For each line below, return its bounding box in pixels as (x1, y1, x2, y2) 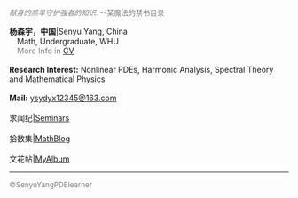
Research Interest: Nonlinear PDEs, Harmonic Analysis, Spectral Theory (9, 65, 274, 75)
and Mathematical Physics (9, 74, 106, 84)
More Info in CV (17, 45, 74, 56)
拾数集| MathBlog (9, 133, 71, 144)
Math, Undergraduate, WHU (17, 36, 120, 46)
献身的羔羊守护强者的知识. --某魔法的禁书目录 (9, 8, 165, 18)
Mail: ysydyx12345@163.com (9, 92, 117, 103)
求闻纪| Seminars (9, 113, 70, 123)
